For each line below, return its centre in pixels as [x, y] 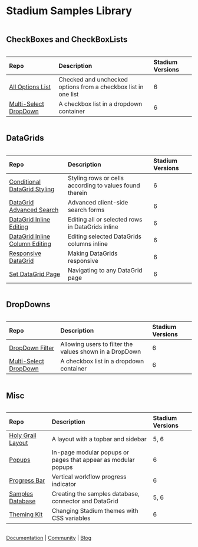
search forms [86, 210]
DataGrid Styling [32, 189]
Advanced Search [34, 210]
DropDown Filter [32, 348]
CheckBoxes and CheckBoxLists [67, 40]
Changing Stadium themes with [95, 511]
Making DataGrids [93, 253]
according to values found [104, 185]
